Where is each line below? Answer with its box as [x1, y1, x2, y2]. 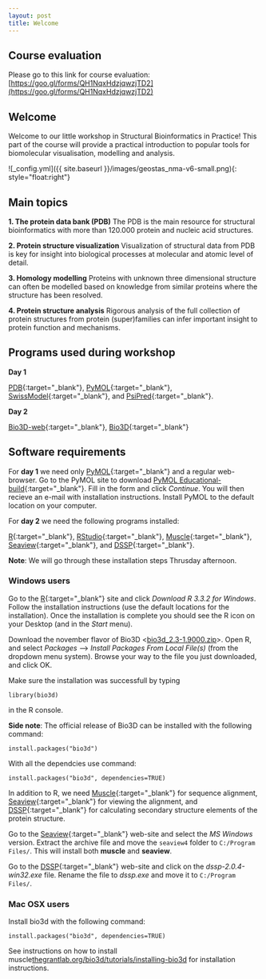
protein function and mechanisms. [8, 322, 121, 332]
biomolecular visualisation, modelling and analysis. [8, 149, 176, 158]
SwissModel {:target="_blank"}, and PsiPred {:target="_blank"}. [8, 391, 214, 401]
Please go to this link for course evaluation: [8, 70, 150, 80]
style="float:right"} [8, 173, 70, 182]
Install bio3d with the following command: [8, 917, 146, 926]
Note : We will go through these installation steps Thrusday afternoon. [8, 555, 237, 565]
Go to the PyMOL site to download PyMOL [38, 475, 178, 485]
